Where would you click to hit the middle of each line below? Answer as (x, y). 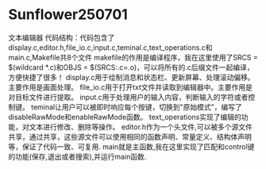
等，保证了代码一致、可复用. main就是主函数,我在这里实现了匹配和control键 (131, 146)
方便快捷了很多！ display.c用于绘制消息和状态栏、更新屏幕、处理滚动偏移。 (132, 77)
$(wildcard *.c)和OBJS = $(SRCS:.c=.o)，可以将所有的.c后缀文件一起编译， (131, 67)
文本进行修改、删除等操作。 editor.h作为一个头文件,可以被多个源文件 (141, 127)
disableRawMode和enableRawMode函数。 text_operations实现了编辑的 (125, 117)
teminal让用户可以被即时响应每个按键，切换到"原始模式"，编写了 (136, 107)
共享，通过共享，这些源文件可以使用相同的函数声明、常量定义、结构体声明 (130, 136)
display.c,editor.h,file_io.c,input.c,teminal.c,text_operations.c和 (110, 47)
